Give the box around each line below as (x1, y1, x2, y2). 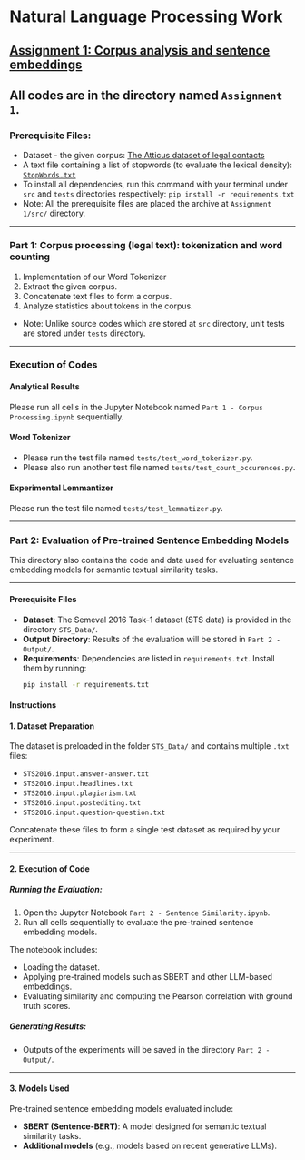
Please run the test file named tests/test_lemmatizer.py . (9, 503, 224, 514)
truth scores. (22, 1000, 71, 1011)
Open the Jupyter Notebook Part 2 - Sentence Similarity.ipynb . (22, 907, 271, 918)
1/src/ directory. (22, 207, 86, 219)
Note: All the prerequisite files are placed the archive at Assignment (22, 198, 272, 209)
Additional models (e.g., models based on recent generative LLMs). (22, 1140, 278, 1151)
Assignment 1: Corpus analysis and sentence (9, 43, 271, 58)
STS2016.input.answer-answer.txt (22, 770, 150, 779)
